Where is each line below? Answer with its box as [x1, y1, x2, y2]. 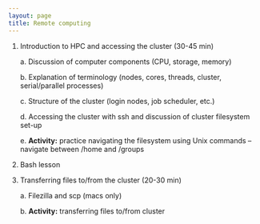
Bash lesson [19, 159, 61, 169]
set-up [19, 120, 42, 130]
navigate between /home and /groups [19, 144, 145, 154]
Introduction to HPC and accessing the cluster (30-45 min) [19, 41, 214, 50]
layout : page [8, 11, 52, 20]
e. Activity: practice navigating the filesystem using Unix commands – [19, 135, 252, 145]
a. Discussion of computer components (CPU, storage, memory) [19, 57, 232, 66]
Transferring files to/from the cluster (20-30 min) [19, 175, 182, 185]
